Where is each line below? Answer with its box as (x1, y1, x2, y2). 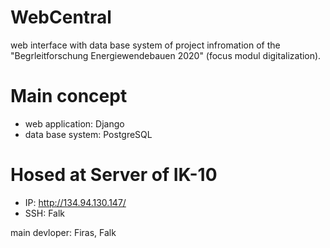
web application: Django (24, 117, 125, 130)
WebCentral (10, 6, 112, 29)
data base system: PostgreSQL (24, 128, 153, 140)
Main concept (10, 85, 128, 108)
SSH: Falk (24, 207, 65, 219)
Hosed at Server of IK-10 (10, 164, 218, 186)
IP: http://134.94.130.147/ (24, 196, 127, 208)
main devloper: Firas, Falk (10, 226, 117, 238)
